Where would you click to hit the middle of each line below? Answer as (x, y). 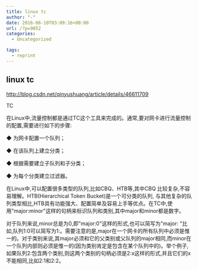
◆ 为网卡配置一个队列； (36, 138)
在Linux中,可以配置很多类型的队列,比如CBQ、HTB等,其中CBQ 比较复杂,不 (96, 189)
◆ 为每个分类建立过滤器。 (38, 175)
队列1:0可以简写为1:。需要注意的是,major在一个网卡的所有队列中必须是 (99, 231)
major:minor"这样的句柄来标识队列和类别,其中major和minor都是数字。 (99, 211)
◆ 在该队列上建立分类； (36, 150)
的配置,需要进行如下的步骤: (39, 125)
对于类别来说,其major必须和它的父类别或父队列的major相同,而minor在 (107, 238)
